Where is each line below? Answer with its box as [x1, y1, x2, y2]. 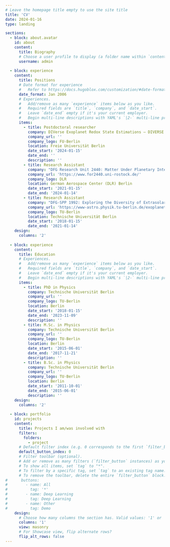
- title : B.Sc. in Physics [23, 360, 80, 365]
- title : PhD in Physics [23, 284, 76, 290]
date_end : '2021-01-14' [27, 224, 78, 229]
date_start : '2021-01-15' [27, 186, 82, 191]
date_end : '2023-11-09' [27, 313, 78, 318]
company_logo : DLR [27, 177, 67, 182]
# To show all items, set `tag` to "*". [18, 464, 105, 469]
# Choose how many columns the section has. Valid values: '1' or [18, 515, 162, 520]
